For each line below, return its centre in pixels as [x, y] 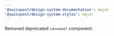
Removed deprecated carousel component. [49, 28]
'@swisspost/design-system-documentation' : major [57, 10]
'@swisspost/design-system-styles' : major [49, 14]
